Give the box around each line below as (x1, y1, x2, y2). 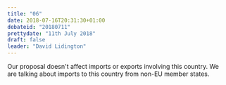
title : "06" (7, 10, 42, 18)
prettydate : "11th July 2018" (7, 30, 96, 37)
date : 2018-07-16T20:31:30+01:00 (7, 17, 106, 24)
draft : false (7, 37, 46, 44)
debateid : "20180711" (7, 23, 71, 30)
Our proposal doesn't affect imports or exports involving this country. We (7, 63, 220, 70)
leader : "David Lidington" (7, 43, 87, 50)
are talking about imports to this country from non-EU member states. (7, 70, 210, 78)
